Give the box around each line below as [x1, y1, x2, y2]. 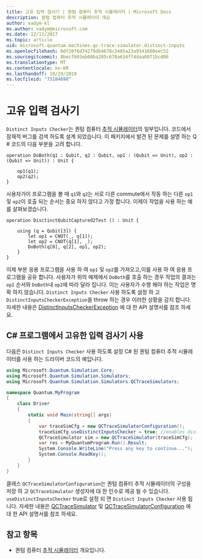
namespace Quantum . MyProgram [6, 389, 80, 396]
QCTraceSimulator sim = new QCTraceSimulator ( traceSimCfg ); [38, 435, 193, 441]
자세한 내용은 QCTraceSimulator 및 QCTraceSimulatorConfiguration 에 [19, 502, 192, 509]
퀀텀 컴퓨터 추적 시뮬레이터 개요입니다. [14, 546, 106, 554]
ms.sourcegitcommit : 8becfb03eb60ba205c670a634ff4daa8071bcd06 [6, 54, 169, 60]
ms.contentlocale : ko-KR [6, 65, 69, 71]
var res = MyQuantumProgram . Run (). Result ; [38, 440, 147, 446]
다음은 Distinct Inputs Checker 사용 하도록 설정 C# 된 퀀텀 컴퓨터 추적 [6, 347, 177, 355]
